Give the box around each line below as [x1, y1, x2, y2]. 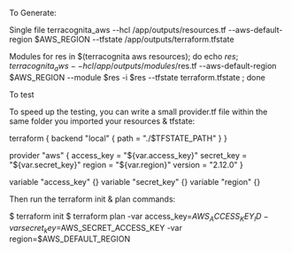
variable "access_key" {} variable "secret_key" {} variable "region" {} [9, 176, 261, 187]
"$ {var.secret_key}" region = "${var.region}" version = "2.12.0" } [9, 159, 243, 170]
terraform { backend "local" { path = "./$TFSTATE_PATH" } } [9, 133, 227, 143]
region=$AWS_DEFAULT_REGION [9, 234, 131, 244]
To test [9, 88, 35, 100]
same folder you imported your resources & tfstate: [9, 115, 196, 126]
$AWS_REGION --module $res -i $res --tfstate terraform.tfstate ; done [9, 72, 265, 82]
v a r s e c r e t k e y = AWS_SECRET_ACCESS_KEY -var [9, 222, 183, 235]
